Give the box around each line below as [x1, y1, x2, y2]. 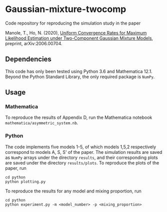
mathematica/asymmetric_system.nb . [5, 120, 78, 126]
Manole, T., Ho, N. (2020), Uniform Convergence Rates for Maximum [5, 30, 147, 36]
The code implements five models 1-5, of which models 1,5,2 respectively [5, 144, 156, 150]
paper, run [5, 165, 26, 171]
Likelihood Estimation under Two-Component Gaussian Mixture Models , [5, 35, 153, 41]
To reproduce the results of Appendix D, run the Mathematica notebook [5, 114, 152, 121]
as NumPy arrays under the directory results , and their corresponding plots [5, 154, 158, 160]
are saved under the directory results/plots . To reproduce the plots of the [5, 159, 159, 166]
